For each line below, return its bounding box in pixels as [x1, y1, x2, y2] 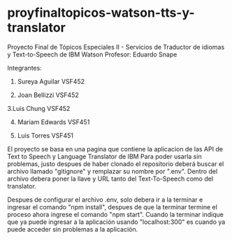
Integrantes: [7, 63, 42, 72]
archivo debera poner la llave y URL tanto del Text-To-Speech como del [7, 174, 214, 183]
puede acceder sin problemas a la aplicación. [7, 225, 138, 233]
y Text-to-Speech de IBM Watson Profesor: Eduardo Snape [7, 50, 177, 59]
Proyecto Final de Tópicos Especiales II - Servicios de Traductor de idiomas [7, 43, 225, 51]
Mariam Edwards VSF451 [17, 117, 90, 126]
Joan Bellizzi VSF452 [17, 91, 79, 99]
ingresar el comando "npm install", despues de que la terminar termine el [7, 202, 218, 211]
